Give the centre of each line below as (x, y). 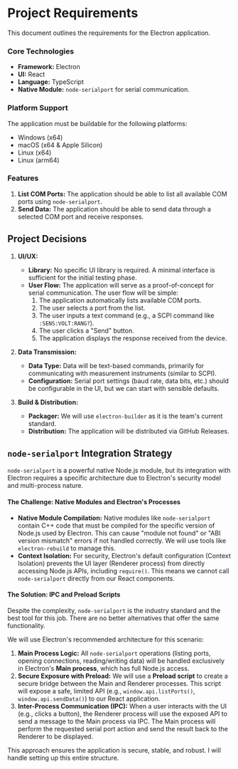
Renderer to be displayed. (55, 736)
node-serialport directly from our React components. (96, 578)
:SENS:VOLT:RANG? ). (66, 323)
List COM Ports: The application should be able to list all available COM (122, 194)
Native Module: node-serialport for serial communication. (104, 90)
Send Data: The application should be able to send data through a (114, 209)
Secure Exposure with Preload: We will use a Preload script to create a (123, 676)
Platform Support (38, 108)
